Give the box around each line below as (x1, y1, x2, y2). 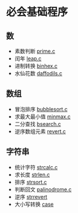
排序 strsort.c (14, 178, 47, 185)
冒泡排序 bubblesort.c (14, 105, 68, 112)
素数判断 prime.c (14, 48, 56, 54)
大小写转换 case (14, 201, 54, 208)
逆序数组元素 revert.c (14, 128, 66, 135)
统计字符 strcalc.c (14, 163, 58, 170)
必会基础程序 (6, 5, 69, 19)
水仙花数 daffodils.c (14, 70, 63, 77)
